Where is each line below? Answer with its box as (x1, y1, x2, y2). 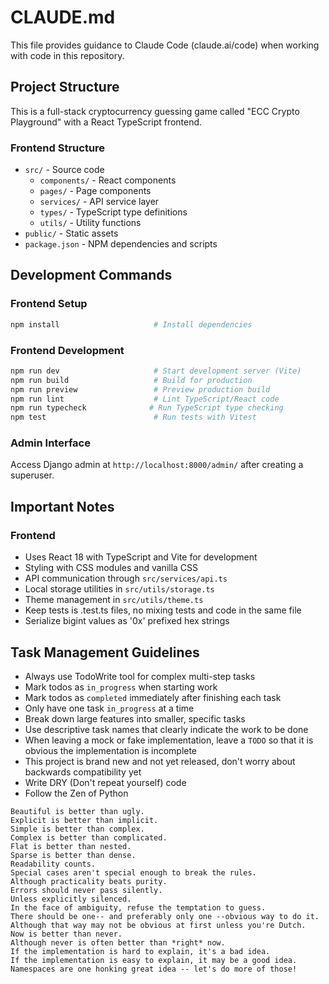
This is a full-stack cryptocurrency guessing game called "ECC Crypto (10, 105, 300, 117)
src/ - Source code (24, 164, 105, 176)
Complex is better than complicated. (10, 832, 168, 843)
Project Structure (10, 79, 120, 96)
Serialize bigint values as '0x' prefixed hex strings (24, 615, 230, 627)
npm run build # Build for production (10, 375, 253, 385)
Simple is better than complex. (10, 824, 145, 834)
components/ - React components (39, 174, 177, 186)
